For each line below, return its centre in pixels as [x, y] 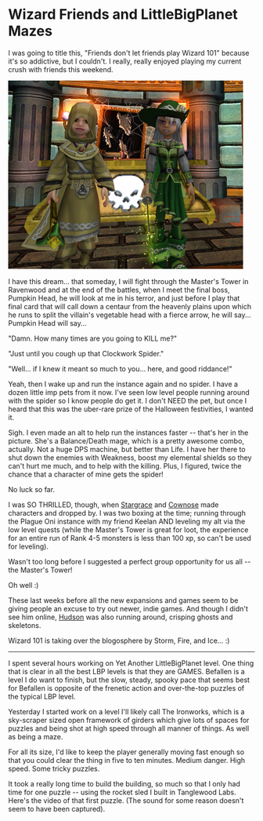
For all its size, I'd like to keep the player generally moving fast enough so [126, 752]
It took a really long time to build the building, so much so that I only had [124, 783]
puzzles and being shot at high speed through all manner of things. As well [129, 728]
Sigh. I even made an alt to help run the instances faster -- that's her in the [128, 432]
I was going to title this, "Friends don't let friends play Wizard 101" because [129, 53]
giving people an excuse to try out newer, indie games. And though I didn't [128, 608]
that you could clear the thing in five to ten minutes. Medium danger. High [127, 760]
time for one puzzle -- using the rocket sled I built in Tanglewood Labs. [122, 792]
